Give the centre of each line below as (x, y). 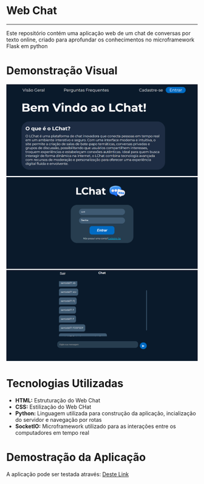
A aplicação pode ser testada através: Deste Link (68, 474)
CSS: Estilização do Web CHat (53, 407)
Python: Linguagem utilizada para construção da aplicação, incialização (105, 413)
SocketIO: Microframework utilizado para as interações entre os (95, 426)
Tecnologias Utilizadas (65, 384)
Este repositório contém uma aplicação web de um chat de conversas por (99, 33)
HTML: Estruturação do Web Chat (58, 401)
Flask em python (27, 46)
